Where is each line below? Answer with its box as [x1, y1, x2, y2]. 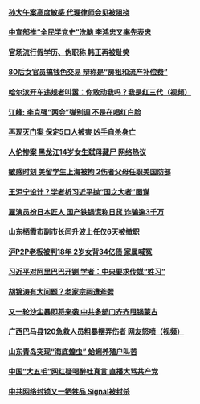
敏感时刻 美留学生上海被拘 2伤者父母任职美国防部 [8, 167, 171, 177]
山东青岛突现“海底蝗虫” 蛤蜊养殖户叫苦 [8, 347, 138, 356]
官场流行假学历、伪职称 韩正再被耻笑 [8, 47, 130, 56]
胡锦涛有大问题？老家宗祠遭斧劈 [8, 286, 114, 296]
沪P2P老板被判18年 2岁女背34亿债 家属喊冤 [8, 247, 153, 256]
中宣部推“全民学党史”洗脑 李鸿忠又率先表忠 [8, 27, 152, 37]
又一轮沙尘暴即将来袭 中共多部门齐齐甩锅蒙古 [8, 306, 158, 316]
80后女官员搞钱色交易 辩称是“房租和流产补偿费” [8, 67, 168, 77]
